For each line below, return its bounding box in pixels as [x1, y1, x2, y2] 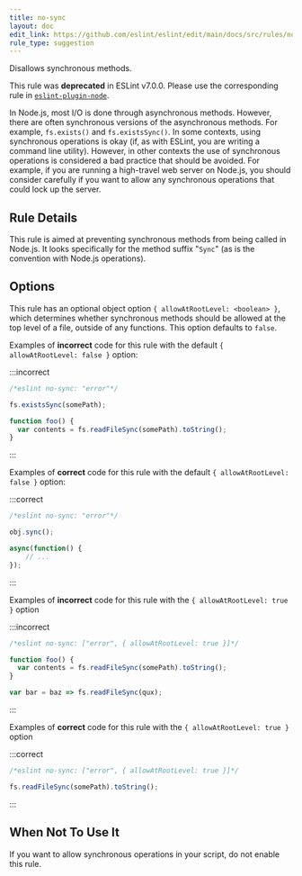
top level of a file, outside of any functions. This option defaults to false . [9, 321, 278, 333]
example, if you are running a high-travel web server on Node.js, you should [9, 165, 291, 176]
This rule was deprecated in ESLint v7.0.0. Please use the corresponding [9, 80, 279, 91]
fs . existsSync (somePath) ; [9, 400, 106, 410]
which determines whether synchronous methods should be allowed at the [9, 312, 286, 323]
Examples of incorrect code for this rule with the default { [9, 339, 225, 350]
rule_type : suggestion [9, 38, 94, 48]
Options [9, 279, 56, 294]
